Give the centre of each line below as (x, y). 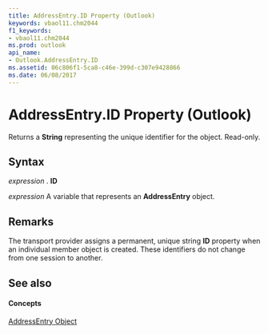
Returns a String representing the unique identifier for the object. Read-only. (134, 137)
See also (30, 283)
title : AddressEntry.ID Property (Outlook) (82, 16)
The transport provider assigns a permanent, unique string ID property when (134, 241)
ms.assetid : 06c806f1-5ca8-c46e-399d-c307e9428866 (94, 68)
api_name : (25, 53)
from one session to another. (56, 258)
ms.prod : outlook (37, 46)
